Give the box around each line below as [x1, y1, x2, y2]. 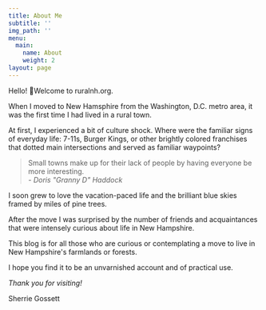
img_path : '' [8, 26, 52, 34]
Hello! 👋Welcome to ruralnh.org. [8, 86, 113, 95]
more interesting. [27, 166, 85, 176]
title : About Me [8, 11, 62, 20]
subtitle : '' [8, 19, 52, 27]
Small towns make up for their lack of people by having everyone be [27, 158, 252, 167]
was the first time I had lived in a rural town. [8, 110, 152, 119]
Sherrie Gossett [8, 293, 60, 303]
